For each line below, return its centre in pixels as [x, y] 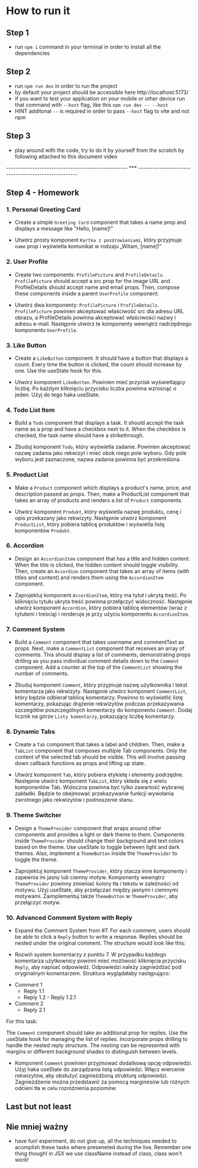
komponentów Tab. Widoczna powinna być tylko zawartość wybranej [99, 788]
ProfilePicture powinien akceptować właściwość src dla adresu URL [99, 311]
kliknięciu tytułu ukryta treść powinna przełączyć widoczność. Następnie [103, 601]
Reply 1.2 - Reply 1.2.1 [50, 997]
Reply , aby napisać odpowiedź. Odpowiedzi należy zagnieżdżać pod [98, 967]
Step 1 [18, 33]
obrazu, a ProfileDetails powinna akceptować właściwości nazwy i [95, 317]
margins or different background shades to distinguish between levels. [92, 1051]
